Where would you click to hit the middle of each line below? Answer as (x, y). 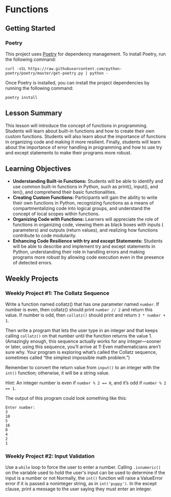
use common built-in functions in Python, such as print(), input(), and (85, 186)
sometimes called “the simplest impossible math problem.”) (68, 358)
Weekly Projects (32, 278)
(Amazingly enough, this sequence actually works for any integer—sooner (83, 342)
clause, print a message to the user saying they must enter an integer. (79, 489)
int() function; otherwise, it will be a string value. (57, 373)
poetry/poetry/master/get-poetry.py (44, 73)
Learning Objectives (38, 169)
